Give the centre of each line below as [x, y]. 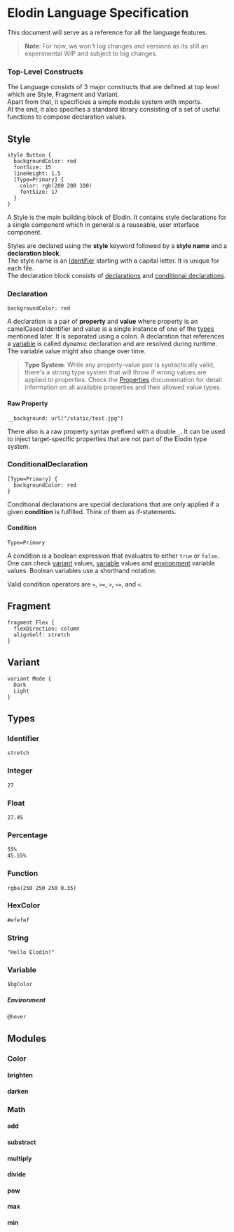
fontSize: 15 [33, 168]
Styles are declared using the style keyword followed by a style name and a [117, 246]
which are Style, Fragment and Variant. [63, 94]
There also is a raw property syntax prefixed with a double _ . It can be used [116, 431]
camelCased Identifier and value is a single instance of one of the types [111, 329]
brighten [20, 1075]
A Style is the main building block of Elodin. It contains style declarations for [117, 217]
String [18, 938]
